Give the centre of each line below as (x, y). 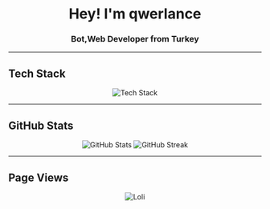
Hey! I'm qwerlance (135, 14)
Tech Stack (37, 73)
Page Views (39, 177)
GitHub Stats (41, 125)
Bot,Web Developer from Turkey (135, 39)
